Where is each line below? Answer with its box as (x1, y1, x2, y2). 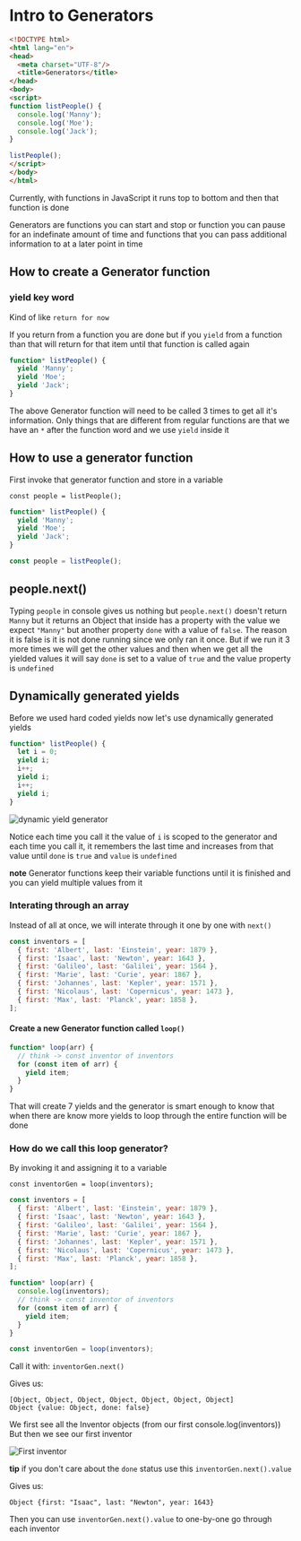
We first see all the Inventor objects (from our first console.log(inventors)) (9, 1419, 281, 1430)
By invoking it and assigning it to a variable (9, 1163, 168, 1173)
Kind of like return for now (9, 311, 109, 323)
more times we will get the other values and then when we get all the (9, 643, 263, 654)
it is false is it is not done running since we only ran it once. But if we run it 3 (9, 634, 290, 645)
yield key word (9, 291, 74, 304)
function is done (9, 202, 70, 212)
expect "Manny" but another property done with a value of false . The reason (9, 624, 288, 635)
